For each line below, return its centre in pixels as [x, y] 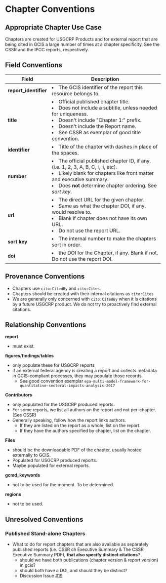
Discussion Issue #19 [41, 576]
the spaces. [65, 153]
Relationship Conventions [46, 325]
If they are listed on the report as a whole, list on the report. [80, 426]
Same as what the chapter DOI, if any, [102, 206]
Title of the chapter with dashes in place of [108, 147]
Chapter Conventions [50, 9]
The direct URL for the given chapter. [102, 199]
